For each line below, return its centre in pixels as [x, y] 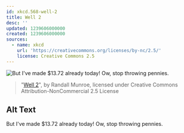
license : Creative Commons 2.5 [56, 56]
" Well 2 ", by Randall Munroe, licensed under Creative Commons [99, 85]
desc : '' [17, 23]
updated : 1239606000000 [36, 28]
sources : [17, 39]
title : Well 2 [24, 17]
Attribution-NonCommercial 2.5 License [70, 91]
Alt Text [21, 110]
